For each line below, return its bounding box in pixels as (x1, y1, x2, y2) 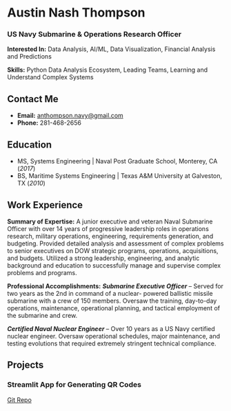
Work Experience (7, 199, 83, 211)
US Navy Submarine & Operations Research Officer (7, 30, 181, 39)
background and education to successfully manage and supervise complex (7, 261, 221, 270)
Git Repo (7, 395, 32, 404)
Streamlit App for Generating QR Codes (7, 380, 141, 390)
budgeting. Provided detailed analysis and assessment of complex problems (7, 239, 224, 248)
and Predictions (7, 52, 52, 61)
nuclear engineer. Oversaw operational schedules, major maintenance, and (7, 332, 221, 340)
